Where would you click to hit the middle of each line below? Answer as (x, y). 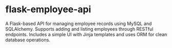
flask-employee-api (48, 9)
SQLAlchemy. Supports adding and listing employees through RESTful (79, 29)
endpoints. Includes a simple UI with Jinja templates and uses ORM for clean (86, 34)
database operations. (28, 40)
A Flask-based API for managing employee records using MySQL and (79, 23)
